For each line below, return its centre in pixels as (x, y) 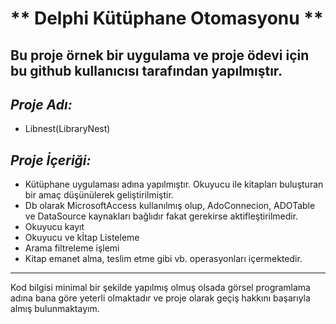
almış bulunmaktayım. (55, 309)
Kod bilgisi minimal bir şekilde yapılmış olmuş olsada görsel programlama (160, 288)
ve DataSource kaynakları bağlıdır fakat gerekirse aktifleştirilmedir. (161, 216)
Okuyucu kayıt (54, 227)
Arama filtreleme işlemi (72, 248)
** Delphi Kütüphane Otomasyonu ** (167, 18)
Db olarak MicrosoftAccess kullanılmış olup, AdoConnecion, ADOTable (170, 206)
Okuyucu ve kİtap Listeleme (82, 238)
